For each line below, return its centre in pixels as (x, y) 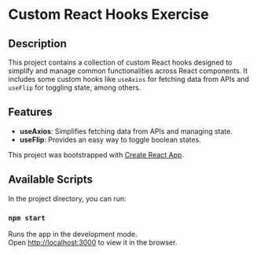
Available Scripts (50, 180)
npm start (27, 218)
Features (30, 112)
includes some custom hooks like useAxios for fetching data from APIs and (129, 79)
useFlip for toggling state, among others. (75, 87)
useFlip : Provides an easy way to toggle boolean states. (110, 139)
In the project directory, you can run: (67, 198)
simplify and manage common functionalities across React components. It (128, 71)
